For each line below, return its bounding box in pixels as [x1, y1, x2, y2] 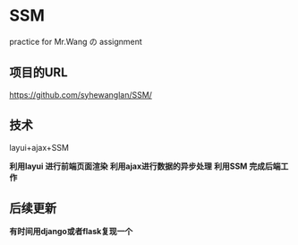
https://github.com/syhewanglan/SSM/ [9, 89, 152, 100]
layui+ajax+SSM [9, 142, 70, 153]
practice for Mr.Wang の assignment [9, 36, 143, 47]
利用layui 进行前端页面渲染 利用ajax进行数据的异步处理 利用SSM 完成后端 [9, 161, 281, 171]
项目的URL [9, 65, 69, 81]
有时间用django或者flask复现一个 [9, 226, 133, 237]
